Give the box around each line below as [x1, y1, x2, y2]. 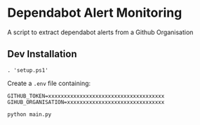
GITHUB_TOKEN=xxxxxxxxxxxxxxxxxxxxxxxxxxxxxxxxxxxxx [7, 92, 165, 99]
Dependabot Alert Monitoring [7, 5, 182, 21]
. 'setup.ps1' [7, 66, 49, 74]
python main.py [7, 110, 52, 118]
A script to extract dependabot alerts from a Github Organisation [7, 28, 194, 36]
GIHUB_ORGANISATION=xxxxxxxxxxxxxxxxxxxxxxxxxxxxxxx [7, 98, 165, 105]
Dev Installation [7, 48, 77, 60]
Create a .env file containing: [7, 79, 91, 87]
